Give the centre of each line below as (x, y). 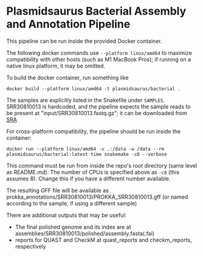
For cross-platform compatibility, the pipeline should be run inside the (94, 131)
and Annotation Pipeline (68, 24)
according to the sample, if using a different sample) (72, 203)
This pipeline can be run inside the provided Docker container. (84, 41)
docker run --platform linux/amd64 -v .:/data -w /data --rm (85, 149)
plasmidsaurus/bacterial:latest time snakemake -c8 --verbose (87, 154)
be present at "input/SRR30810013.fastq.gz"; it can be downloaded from (97, 113)
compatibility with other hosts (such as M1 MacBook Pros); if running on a (99, 59)
